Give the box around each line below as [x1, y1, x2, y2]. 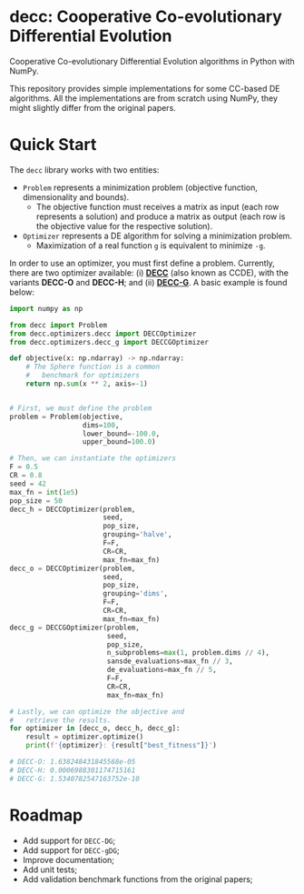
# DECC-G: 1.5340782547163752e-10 [9, 774, 141, 783]
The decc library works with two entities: [9, 164, 160, 175]
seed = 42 [9, 479, 47, 488]
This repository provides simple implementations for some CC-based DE [9, 83, 280, 94]
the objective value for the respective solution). [35, 220, 213, 231]
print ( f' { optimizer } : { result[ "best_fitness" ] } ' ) [25, 741, 218, 750]
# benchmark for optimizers [25, 371, 141, 380]
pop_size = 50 [9, 496, 64, 506]
